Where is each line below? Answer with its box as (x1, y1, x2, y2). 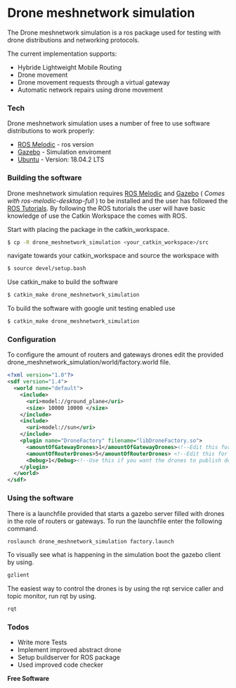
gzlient (7, 572, 30, 579)
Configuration (7, 334, 56, 344)
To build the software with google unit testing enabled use (7, 305, 176, 313)
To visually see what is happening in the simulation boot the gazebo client (7, 551, 221, 559)
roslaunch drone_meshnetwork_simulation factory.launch (7, 538, 174, 545)
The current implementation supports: (7, 49, 117, 58)
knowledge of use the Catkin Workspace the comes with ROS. (7, 211, 188, 220)
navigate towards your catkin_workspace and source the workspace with (7, 252, 219, 260)
